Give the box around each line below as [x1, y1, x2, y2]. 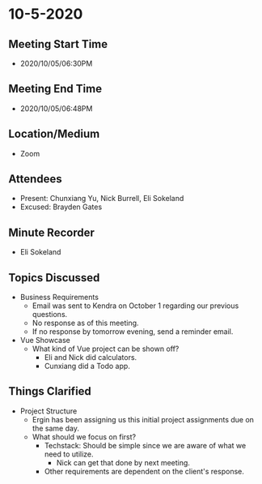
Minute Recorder [8, 225, 95, 239]
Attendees [8, 172, 62, 186]
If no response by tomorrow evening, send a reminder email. [32, 327, 234, 336]
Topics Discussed [8, 271, 100, 285]
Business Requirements [19, 293, 99, 302]
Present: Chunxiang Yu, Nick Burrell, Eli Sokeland [19, 194, 184, 203]
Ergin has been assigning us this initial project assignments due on [32, 414, 255, 424]
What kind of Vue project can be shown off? [32, 344, 180, 353]
